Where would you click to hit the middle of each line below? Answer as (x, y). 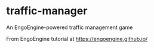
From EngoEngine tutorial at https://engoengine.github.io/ (77, 39)
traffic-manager (47, 11)
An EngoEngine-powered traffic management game (70, 27)
